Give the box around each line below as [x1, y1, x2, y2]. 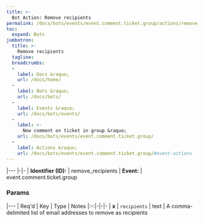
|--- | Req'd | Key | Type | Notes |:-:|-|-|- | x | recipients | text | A [6, 202, 171, 210]
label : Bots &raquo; [17, 88, 70, 94]
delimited [6, 209, 30, 216]
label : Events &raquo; [17, 105, 75, 111]
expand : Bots [12, 32, 45, 38]
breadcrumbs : [12, 60, 45, 66]
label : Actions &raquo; [17, 144, 78, 151]
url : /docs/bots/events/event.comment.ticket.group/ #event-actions [17, 150, 192, 156]
